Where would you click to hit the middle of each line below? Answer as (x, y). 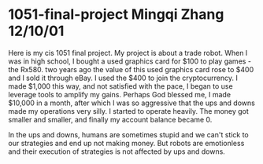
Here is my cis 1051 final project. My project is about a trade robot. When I (128, 53)
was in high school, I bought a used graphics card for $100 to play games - (130, 61)
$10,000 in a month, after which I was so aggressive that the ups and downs (132, 103)
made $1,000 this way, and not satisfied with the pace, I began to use (121, 86)
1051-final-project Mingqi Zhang (116, 15)
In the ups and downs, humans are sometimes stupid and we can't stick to (129, 134)
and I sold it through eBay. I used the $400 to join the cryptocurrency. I (123, 78)
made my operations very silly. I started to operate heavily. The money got (129, 111)
